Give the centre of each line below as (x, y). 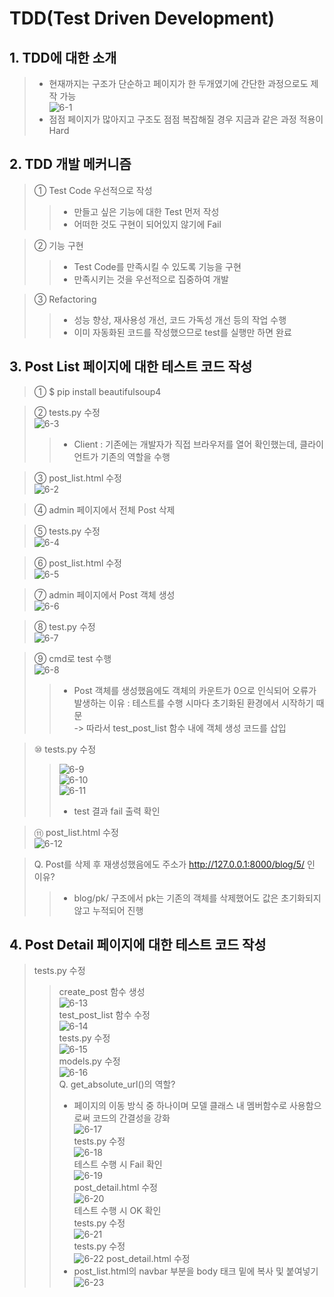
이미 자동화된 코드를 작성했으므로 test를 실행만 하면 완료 (182, 332)
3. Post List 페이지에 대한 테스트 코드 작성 (131, 367)
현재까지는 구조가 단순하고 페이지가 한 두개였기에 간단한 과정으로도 (178, 83)
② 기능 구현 (58, 245)
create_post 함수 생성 (102, 992)
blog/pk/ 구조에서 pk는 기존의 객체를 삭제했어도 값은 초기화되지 (197, 898)
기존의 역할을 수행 (135, 456)
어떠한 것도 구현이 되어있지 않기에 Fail (147, 224)
